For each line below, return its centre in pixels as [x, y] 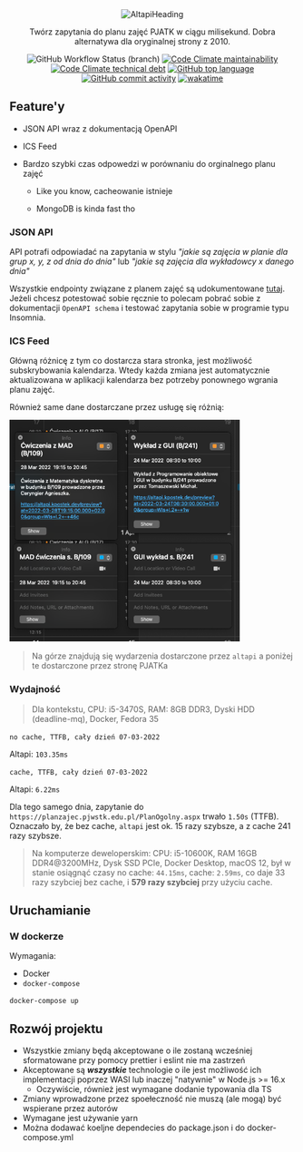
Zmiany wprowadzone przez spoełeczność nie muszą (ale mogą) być [152, 1099]
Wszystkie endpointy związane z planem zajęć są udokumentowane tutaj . [147, 288]
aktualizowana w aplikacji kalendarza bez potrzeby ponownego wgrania [144, 380]
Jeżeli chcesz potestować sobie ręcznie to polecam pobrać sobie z [135, 298]
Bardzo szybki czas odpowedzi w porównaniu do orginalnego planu [149, 163]
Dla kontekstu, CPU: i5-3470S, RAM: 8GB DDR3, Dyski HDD [143, 709]
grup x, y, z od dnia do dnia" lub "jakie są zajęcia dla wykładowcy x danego [152, 261]
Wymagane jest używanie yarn [80, 1118]
